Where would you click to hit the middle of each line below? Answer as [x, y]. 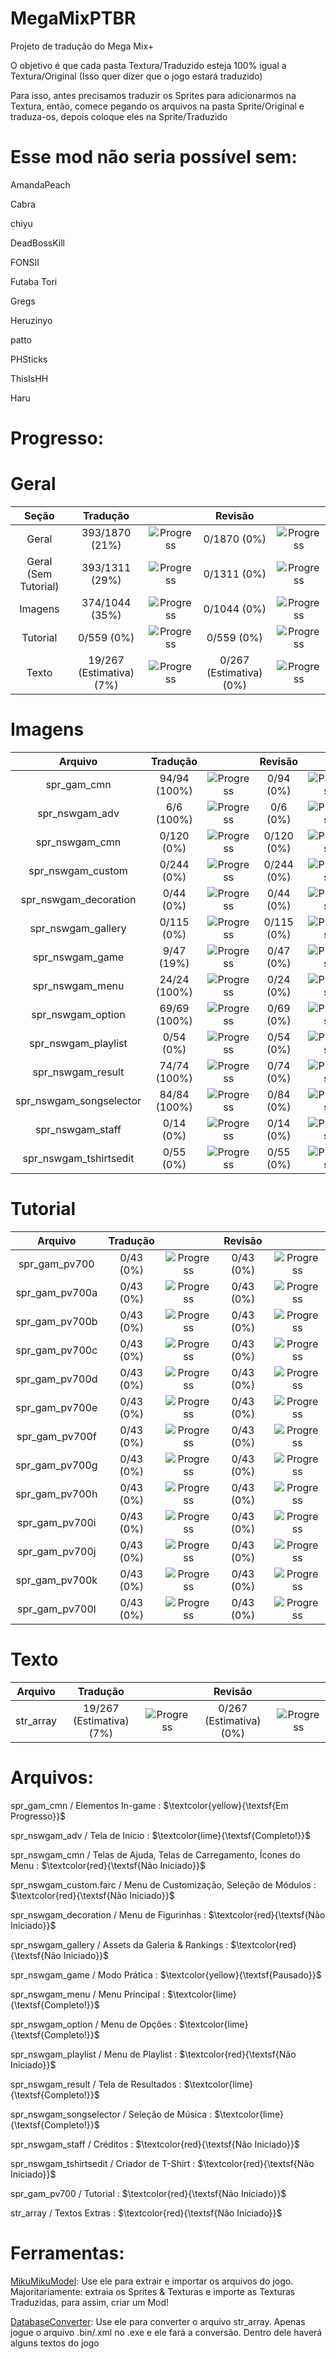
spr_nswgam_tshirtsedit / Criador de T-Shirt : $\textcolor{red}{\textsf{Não [162, 2163]
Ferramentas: [67, 2253]
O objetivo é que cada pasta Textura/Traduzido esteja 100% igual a [148, 65]
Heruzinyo [31, 320]
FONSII [25, 262]
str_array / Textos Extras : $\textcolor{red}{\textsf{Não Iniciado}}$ [146, 2213]
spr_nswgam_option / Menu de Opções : [93, 2024]
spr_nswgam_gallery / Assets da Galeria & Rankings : [119, 1944]
